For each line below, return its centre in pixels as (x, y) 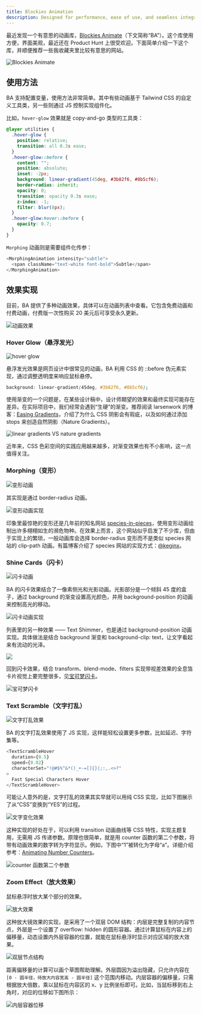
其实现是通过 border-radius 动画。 (48, 497)
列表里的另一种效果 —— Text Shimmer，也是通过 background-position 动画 (99, 630)
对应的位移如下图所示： (51, 992)
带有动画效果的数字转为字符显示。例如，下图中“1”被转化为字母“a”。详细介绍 (100, 845)
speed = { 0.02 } (28, 763)
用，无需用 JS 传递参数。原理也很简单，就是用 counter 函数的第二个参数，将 (100, 837)
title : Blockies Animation (40, 12)
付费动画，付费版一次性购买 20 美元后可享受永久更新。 (74, 313)
